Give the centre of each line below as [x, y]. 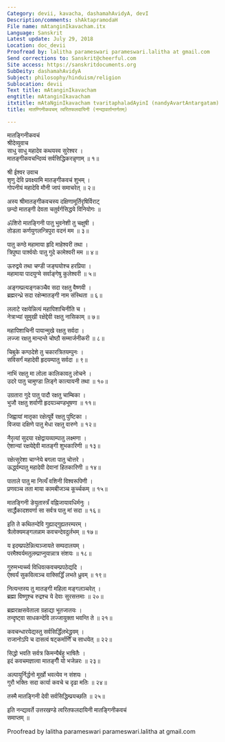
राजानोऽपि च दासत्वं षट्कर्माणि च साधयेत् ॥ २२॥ [60, 639]
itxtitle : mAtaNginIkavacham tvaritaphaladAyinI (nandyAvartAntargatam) [113, 103]
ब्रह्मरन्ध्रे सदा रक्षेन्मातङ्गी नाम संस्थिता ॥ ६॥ [55, 295]
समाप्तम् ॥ [18, 717]
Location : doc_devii [37, 45]
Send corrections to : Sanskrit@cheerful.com [72, 59]
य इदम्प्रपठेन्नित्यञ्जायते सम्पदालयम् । [46, 545]
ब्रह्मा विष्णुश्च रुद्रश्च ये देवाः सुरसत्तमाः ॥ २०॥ [56, 596]
